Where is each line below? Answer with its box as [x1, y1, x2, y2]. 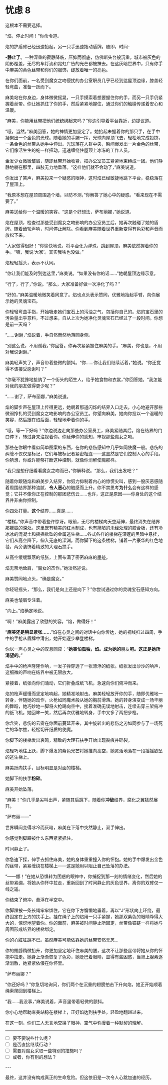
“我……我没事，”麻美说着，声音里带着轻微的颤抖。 [5, 998, 106, 1004]
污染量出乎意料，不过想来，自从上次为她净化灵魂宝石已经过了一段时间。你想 [5, 315, 163, 321]
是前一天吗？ [5, 321, 31, 327]
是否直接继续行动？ [12, 1041, 52, 1047]
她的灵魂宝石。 [9, 298, 40, 304]
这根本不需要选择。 [5, 22, 45, 28]
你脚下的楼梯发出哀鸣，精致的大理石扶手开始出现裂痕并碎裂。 [5, 737, 132, 743]
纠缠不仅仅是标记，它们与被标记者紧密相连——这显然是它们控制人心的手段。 [5, 450, 163, 456]
